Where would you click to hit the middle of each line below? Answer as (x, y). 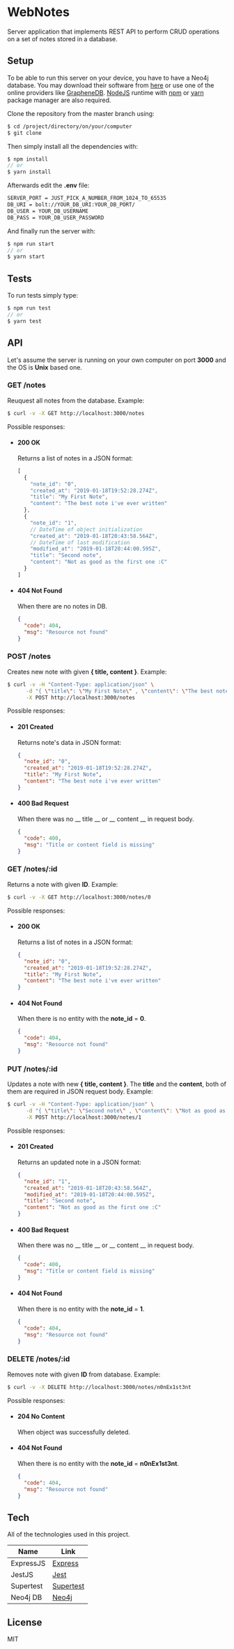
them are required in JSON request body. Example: (80, 1091)
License (25, 1622)
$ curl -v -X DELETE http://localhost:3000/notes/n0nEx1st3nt (99, 1387)
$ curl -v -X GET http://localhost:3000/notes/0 (79, 897)
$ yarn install (29, 172)
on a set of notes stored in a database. (63, 38)
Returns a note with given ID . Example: (63, 884)
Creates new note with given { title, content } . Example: (87, 671)
